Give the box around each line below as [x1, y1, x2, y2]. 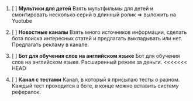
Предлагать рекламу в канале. [11, 41, 89, 48]
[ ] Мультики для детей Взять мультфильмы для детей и [11, 5, 154, 12]
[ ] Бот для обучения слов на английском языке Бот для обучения [11, 53, 180, 59]
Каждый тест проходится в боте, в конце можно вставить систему [11, 82, 179, 89]
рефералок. [11, 89, 41, 95]
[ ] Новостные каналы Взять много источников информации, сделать [11, 29, 187, 36]
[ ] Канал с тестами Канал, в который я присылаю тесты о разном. [11, 76, 180, 83]
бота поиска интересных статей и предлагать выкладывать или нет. [11, 35, 182, 41]
